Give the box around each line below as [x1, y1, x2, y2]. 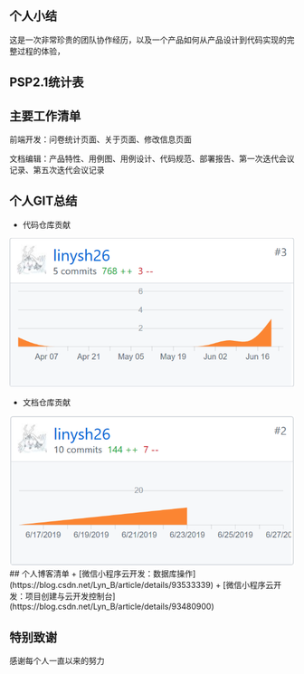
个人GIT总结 [9, 194, 78, 209]
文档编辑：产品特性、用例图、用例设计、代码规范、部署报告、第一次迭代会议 [9, 153, 295, 165]
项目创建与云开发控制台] [24, 591, 116, 602]
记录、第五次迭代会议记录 [9, 165, 105, 176]
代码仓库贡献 [22, 219, 71, 230]
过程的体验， [16, 45, 65, 56]
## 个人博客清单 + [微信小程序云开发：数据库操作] [9, 568, 196, 579]
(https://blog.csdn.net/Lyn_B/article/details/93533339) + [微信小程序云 [9, 580, 274, 591]
